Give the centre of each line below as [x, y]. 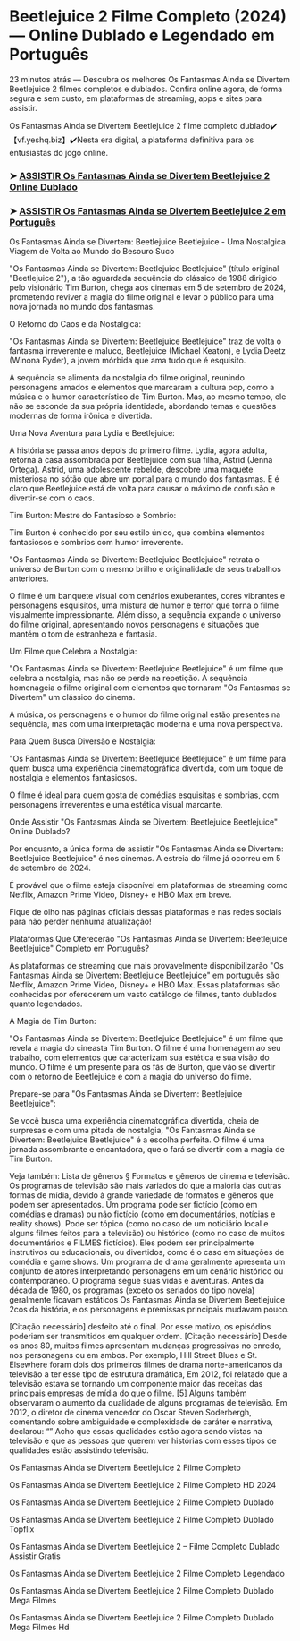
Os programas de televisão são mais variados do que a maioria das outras [146, 1186]
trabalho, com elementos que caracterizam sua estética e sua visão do [139, 1057]
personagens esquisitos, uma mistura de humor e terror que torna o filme [144, 605]
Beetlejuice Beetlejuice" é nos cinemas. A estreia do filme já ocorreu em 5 [145, 859]
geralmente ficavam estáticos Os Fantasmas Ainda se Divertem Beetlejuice [147, 1300]
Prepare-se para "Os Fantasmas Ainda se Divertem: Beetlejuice [126, 1094]
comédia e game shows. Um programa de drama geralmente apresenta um [147, 1262]
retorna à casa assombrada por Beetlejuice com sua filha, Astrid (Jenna [141, 460]
